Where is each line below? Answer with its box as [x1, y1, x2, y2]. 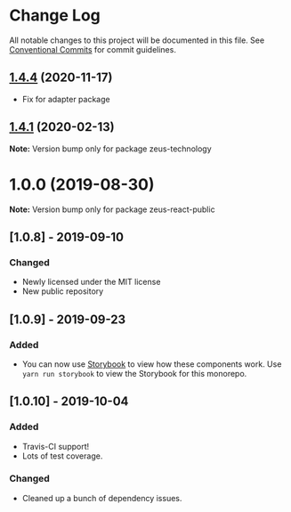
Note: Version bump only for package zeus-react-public [9, 204, 215, 215]
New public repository [21, 286, 104, 297]
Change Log [9, 5, 101, 26]
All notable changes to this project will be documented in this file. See [9, 35, 265, 45]
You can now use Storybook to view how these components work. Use [21, 358, 282, 370]
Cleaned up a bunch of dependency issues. [21, 492, 182, 503]
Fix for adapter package [21, 93, 110, 104]
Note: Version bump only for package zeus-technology [9, 143, 212, 154]
